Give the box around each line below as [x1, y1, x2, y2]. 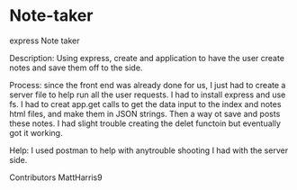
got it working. [9, 127, 63, 138]
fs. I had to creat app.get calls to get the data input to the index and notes [9, 98, 282, 109]
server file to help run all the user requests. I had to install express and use [9, 89, 286, 100]
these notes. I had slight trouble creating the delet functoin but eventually [9, 118, 282, 129]
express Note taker [9, 35, 80, 46]
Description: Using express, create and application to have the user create [9, 52, 285, 63]
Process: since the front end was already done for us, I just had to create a [9, 79, 286, 90]
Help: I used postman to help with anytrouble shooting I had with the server [9, 145, 289, 156]
